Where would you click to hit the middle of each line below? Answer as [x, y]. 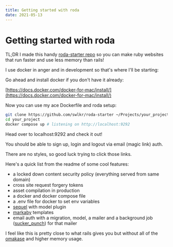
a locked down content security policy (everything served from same [86, 174]
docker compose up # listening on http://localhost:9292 [68, 125]
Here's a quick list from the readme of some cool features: [67, 164]
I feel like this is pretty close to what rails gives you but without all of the [82, 233]
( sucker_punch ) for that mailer [45, 223]
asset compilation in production [46, 190]
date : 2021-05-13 [24, 15]
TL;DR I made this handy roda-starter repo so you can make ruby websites [84, 55]
